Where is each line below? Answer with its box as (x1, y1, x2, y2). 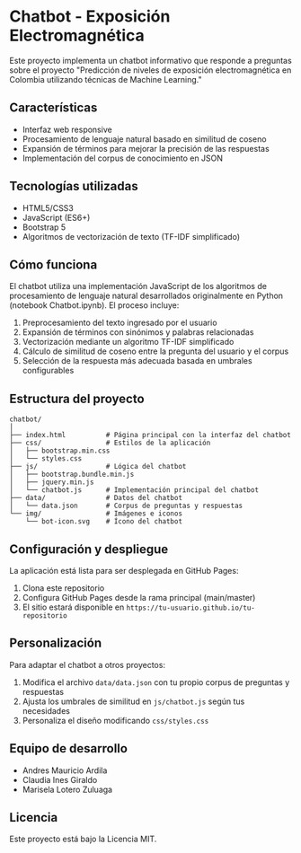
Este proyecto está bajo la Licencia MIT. (9, 833, 157, 845)
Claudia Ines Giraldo (22, 774, 98, 785)
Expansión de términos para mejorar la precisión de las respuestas (22, 143, 270, 154)
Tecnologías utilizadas (9, 179, 138, 194)
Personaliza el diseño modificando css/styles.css (22, 715, 209, 725)
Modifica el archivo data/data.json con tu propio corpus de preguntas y (22, 676, 290, 688)
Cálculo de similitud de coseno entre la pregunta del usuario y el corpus (22, 346, 289, 356)
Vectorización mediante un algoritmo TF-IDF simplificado (22, 337, 235, 347)
